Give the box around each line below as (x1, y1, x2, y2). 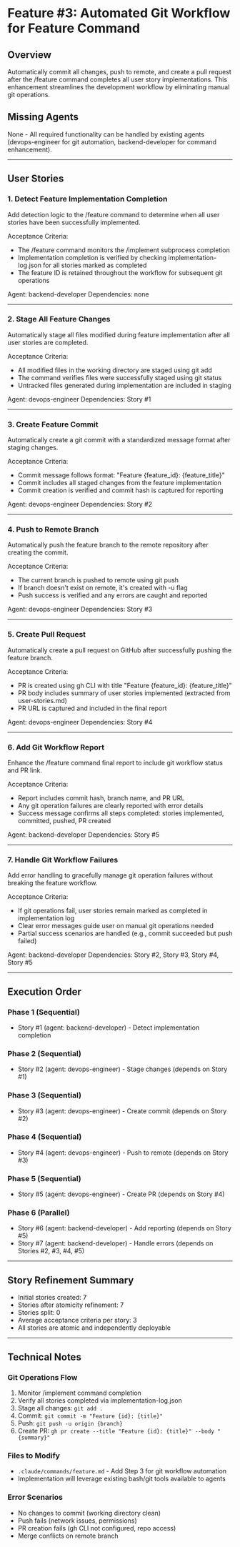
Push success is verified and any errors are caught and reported (17, 591, 208, 600)
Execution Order (7, 985, 82, 998)
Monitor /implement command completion (17, 1388, 141, 1397)
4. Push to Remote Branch (7, 524, 99, 534)
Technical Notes (7, 1350, 82, 1363)
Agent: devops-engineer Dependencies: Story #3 (7, 605, 153, 614)
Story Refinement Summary (7, 1274, 134, 1286)
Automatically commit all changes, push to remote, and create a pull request (7, 68, 232, 76)
